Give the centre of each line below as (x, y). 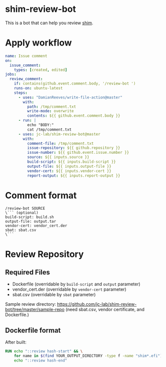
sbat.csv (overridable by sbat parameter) (54, 295)
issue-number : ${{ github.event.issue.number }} (78, 153)
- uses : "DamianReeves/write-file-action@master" (70, 97)
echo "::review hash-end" (41, 361)
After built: (16, 342)
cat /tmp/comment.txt (49, 130)
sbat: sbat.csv (21, 230)
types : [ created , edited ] (41, 70)
